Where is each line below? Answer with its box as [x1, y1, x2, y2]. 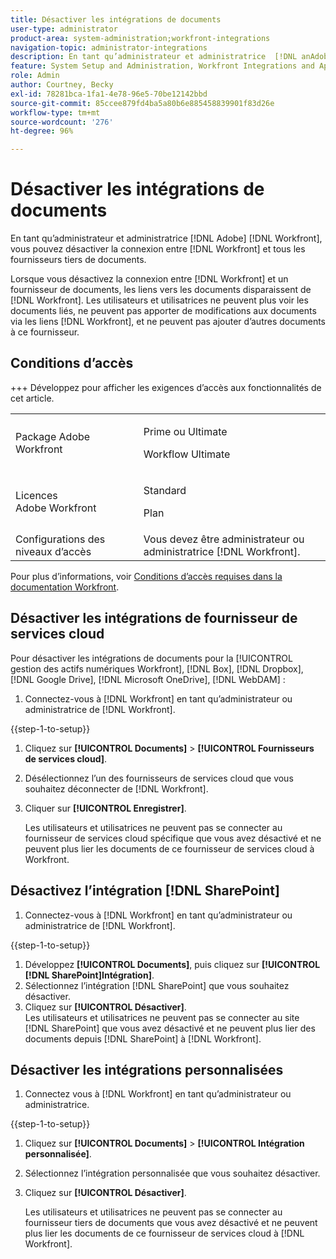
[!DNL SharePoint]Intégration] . [24, 969, 155, 981]
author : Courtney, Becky [10, 80, 114, 90]
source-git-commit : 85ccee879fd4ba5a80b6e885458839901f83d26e [10, 98, 275, 108]
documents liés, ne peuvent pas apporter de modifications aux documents [10, 305, 317, 317]
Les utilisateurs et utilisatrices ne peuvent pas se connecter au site [24, 1011, 300, 1023]
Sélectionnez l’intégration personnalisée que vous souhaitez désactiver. [24, 1167, 321, 1180]
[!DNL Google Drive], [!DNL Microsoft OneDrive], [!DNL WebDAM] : [10, 673, 286, 685]
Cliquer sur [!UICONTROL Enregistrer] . [24, 802, 187, 814]
